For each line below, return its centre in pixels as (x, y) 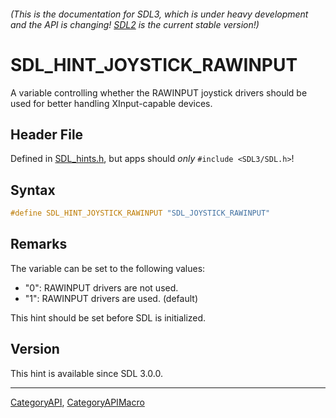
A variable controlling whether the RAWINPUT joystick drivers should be (159, 92)
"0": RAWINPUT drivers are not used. (101, 287)
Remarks (39, 244)
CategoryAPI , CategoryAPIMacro (77, 402)
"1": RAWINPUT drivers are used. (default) (111, 298)
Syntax (33, 190)
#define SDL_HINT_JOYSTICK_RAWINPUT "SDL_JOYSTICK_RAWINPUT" (140, 213)
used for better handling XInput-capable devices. (111, 103)
